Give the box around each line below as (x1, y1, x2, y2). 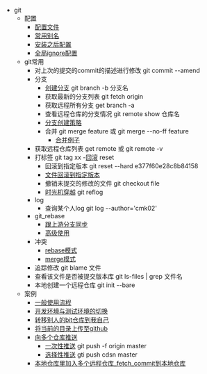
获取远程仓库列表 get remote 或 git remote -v (34, 145, 163, 152)
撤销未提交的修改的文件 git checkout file (44, 179, 160, 187)
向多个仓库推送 (34, 333, 78, 341)
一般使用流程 (34, 298, 72, 307)
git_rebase (34, 212, 65, 220)
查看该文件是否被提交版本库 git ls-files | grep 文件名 (34, 273, 183, 280)
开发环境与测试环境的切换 (34, 307, 108, 315)
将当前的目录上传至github (34, 325, 108, 332)
